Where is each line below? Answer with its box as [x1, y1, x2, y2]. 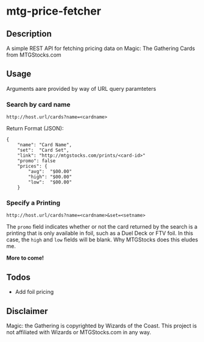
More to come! [6, 254, 44, 262]
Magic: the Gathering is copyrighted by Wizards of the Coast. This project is [6, 322, 197, 330]
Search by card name [6, 100, 71, 109]
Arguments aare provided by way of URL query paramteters [6, 85, 157, 92]
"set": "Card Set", [17, 148, 69, 154]
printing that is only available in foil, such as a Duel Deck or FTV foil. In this [6, 230, 194, 237]
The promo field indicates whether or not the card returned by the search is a [6, 223, 198, 230]
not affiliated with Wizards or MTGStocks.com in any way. [6, 329, 151, 336]
